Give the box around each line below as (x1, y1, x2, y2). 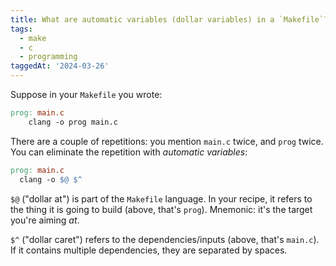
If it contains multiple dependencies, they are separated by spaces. (10, 244, 288, 256)
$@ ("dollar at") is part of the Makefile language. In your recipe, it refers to (10, 192, 313, 205)
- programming (19, 52, 78, 62)
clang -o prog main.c (28, 117, 118, 127)
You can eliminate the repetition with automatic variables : (10, 146, 248, 158)
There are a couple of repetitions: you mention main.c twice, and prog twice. (10, 135, 324, 147)
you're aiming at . (10, 214, 80, 226)
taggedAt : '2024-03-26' (10, 61, 110, 71)
